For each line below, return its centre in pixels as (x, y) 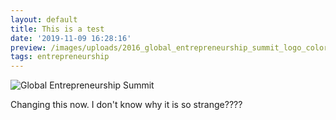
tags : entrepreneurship (60, 57)
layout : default (44, 19)
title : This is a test (57, 29)
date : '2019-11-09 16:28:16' (71, 38)
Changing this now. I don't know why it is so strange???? (126, 105)
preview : (28, 47)
